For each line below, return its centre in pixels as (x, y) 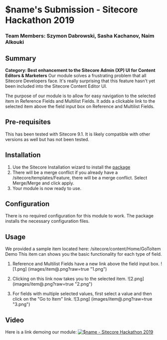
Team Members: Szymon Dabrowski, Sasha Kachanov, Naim (80, 36)
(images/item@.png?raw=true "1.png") (68, 269)
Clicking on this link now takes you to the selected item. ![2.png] (78, 279)
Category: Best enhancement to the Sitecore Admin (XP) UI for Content (80, 70)
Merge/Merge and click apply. (43, 183)
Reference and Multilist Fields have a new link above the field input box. (86, 264)
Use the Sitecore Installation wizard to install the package (71, 167)
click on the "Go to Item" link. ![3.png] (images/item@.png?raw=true (82, 299)
